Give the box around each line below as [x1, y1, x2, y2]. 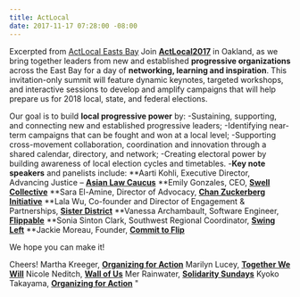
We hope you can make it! [9, 242, 105, 252]
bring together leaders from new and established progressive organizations [9, 55, 291, 66]
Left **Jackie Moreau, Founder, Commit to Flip [9, 224, 185, 235]
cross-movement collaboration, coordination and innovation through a [9, 139, 267, 150]
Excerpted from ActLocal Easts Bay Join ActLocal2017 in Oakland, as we [9, 45, 279, 56]
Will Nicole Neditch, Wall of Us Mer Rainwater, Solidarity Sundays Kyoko [9, 268, 279, 279]
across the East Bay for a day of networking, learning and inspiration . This [9, 64, 287, 76]
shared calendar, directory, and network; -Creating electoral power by [9, 148, 267, 159]
